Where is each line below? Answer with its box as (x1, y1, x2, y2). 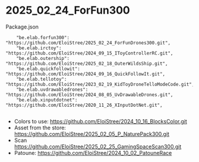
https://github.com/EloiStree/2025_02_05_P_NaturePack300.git (14, 130, 170, 137)
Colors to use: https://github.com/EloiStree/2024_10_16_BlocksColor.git (14, 117, 188, 125)
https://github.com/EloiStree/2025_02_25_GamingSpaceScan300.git (14, 143, 182, 150)
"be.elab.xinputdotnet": (16, 97, 78, 103)
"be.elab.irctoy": (16, 45, 62, 51)
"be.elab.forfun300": (16, 34, 70, 40)
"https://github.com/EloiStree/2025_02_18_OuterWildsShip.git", (5, 61, 168, 66)
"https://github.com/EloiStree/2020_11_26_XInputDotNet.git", (5, 102, 163, 108)
